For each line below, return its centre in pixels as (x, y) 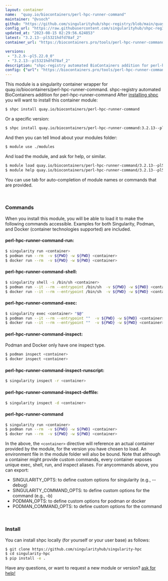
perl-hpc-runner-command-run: (40, 240)
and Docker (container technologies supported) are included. (68, 229)
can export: (17, 470)
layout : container (24, 10)
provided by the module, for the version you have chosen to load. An (76, 449)
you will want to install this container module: (51, 100)
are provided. (19, 185)
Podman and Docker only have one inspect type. (55, 345)
